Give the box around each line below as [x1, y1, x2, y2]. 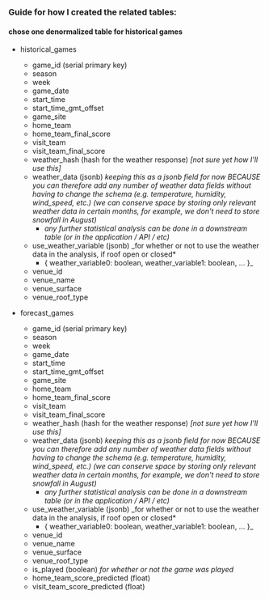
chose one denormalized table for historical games [8, 27, 183, 36]
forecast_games [19, 308, 74, 318]
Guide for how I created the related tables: [8, 6, 178, 18]
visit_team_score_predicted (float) [32, 582, 145, 592]
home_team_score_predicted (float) [32, 573, 151, 583]
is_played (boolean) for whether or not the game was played [32, 565, 234, 575]
